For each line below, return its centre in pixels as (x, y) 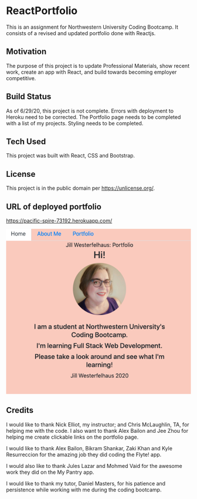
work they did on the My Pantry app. (50, 472)
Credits (20, 410)
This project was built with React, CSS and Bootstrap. (71, 156)
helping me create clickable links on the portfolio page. (72, 437)
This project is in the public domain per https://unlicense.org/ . (81, 188)
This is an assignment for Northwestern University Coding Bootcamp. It (92, 27)
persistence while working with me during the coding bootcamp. (84, 490)
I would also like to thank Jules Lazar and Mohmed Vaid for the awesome (94, 466)
